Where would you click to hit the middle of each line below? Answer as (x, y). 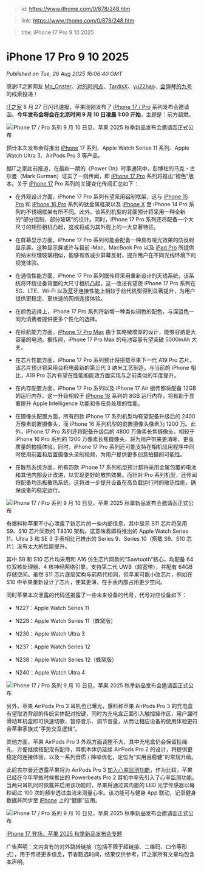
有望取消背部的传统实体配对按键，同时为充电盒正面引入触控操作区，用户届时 (102, 713)
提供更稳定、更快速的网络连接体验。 (60, 298)
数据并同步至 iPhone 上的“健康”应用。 (53, 800)
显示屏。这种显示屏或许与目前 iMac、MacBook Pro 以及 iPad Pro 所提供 (104, 247)
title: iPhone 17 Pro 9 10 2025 (57, 32)
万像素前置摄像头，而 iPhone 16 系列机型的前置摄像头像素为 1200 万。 (103, 424)
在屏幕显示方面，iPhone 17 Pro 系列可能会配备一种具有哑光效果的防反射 (105, 240)
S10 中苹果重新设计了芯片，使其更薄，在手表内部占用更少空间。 (86, 582)
